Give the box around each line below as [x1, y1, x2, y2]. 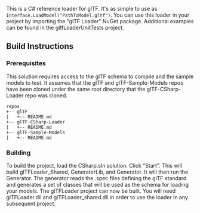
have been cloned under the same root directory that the [6, 85, 146, 92]
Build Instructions [6, 41, 74, 51]
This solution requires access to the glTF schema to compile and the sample [6, 73, 194, 80]
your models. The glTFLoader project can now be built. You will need [6, 187, 176, 195]
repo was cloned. [24, 92, 67, 99]
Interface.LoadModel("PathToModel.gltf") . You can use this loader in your [6, 11, 190, 18]
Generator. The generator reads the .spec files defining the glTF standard [6, 174, 187, 181]
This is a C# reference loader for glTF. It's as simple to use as [6, 5, 158, 12]
